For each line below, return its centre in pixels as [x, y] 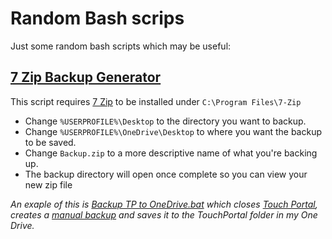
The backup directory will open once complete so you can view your [166, 174]
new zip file [48, 184]
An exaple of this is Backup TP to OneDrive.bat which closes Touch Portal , [164, 204]
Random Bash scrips [97, 18]
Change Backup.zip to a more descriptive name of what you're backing [171, 153]
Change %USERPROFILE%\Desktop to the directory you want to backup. [165, 121]
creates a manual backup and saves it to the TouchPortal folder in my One [164, 214]
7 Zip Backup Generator [86, 77]
